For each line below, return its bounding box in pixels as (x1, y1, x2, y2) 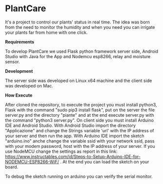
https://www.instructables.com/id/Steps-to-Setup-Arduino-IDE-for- (5, 153, 141, 159)
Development (5, 68, 33, 74)
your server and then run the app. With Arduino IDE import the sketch (5, 133, 145, 139)
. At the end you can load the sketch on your (60, 159, 149, 164)
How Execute (5, 92, 33, 98)
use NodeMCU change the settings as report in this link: (5, 148, 118, 154)
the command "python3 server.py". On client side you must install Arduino (5, 117, 154, 123)
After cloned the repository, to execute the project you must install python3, (5, 102, 157, 107)
